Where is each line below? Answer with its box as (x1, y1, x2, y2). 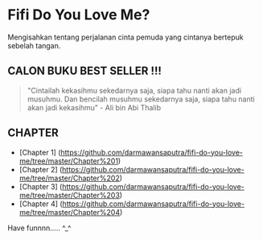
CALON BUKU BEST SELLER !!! (7, 64, 162, 78)
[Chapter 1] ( (18, 147, 61, 157)
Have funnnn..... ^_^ (7, 223, 72, 233)
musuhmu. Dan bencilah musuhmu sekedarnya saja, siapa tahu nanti (27, 94, 255, 104)
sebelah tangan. (7, 40, 61, 50)
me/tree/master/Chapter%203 (18, 190, 120, 200)
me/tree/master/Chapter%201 (18, 155, 118, 166)
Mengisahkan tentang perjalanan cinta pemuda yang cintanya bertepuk (7, 32, 244, 42)
